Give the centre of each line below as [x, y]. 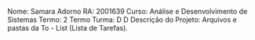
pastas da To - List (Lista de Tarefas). [68, 28]
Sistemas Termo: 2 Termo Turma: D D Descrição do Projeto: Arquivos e [122, 20]
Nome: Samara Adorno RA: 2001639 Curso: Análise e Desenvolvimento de [127, 11]
